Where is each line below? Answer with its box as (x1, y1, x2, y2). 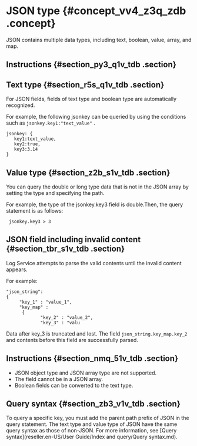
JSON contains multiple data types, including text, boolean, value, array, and (6, 36, 192, 43)
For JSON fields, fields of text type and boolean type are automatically (6, 96, 177, 103)
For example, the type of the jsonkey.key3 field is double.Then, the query (6, 201, 183, 208)
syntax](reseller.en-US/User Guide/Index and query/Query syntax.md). (6, 433, 178, 441)
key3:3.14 (14, 147, 38, 152)
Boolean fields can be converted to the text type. (14, 382, 133, 389)
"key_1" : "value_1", (19, 299, 72, 305)
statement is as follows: (6, 207, 64, 214)
